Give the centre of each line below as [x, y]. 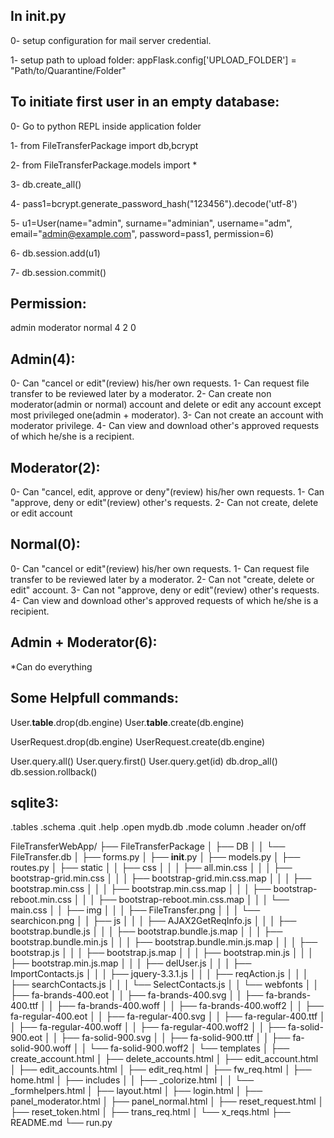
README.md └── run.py [61, 1123]
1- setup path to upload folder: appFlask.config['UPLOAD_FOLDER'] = [153, 60]
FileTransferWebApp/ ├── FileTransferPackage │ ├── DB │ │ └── [148, 846]
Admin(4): [43, 359]
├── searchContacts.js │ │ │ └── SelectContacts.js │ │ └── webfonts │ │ [165, 985]
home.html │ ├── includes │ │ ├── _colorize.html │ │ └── [132, 1080]
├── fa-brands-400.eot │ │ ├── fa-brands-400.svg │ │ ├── [137, 995]
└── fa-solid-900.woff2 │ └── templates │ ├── [189, 1048]
